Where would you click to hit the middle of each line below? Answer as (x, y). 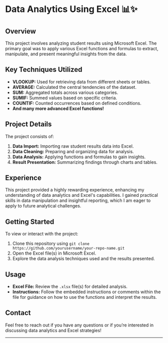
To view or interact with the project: (42, 234)
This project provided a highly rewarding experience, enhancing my (75, 190)
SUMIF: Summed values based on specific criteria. (65, 97)
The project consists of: (29, 136)
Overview (21, 31)
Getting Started (30, 222)
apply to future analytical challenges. (43, 206)
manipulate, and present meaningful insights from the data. (66, 54)
